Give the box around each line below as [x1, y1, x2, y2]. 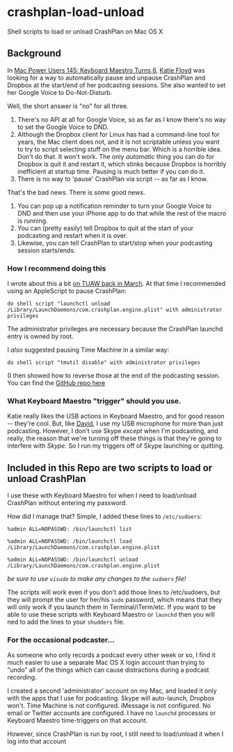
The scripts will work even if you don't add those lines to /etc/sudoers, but [7, 588, 220, 596]
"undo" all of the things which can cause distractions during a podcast [7, 665, 209, 674]
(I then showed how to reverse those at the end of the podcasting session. [7, 371, 220, 380]
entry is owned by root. [7, 332, 74, 340]
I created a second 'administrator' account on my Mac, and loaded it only [7, 686, 217, 695]
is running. [17, 216, 48, 225]
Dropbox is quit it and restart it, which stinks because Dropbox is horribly [17, 160, 227, 168]
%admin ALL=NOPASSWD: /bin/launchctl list [7, 526, 132, 533]
